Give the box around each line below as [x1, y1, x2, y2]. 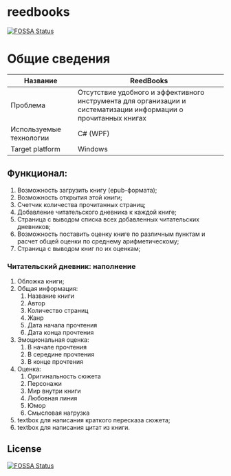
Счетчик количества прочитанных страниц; [16, 200, 146, 208]
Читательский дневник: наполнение [7, 261, 136, 271]
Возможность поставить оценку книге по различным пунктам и [16, 230, 206, 238]
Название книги [27, 292, 74, 300]
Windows [78, 144, 108, 153]
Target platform [10, 144, 60, 153]
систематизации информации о [78, 105, 184, 114]
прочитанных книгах [78, 113, 146, 122]
